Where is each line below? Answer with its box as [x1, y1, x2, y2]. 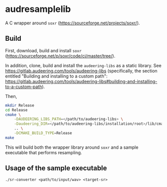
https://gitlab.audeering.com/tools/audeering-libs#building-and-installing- [5, 78, 158, 84]
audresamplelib [5, 3, 71, 15]
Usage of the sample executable [5, 164, 107, 173]
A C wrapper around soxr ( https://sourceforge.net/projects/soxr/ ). [5, 20, 140, 26]
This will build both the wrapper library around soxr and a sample [5, 144, 139, 150]
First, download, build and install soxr [5, 47, 82, 53]
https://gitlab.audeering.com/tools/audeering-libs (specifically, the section [5, 68, 158, 74]
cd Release [5, 107, 28, 112]
